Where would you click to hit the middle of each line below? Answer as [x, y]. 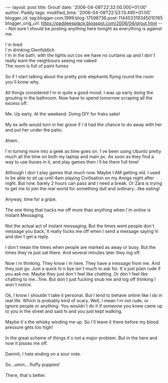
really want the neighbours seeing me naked [51, 60]
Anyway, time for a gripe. [31, 199]
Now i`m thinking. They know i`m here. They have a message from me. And [82, 263]
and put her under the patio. [34, 130]
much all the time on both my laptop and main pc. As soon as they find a [79, 157]
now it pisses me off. [26, 343]
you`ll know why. [22, 82]
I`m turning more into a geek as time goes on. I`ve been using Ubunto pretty [83, 151]
